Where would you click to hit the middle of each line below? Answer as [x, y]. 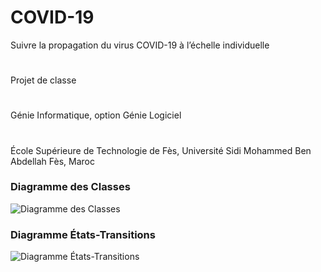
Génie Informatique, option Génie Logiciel [96, 115]
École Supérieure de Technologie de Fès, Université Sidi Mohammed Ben [161, 150]
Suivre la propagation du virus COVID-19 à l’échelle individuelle [140, 45]
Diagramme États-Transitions [83, 234]
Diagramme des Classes [70, 187]
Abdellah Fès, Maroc [52, 161]
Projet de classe [43, 80]
